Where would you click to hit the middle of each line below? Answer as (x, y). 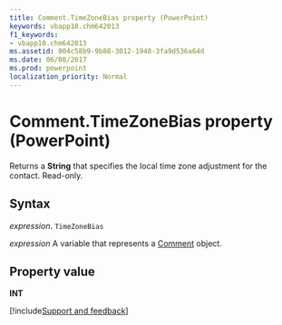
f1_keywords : (34, 34)
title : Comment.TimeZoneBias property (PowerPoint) (109, 18)
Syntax (30, 204)
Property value (52, 271)
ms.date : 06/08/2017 (49, 60)
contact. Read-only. (46, 175)
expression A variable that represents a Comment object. (116, 243)
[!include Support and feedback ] (69, 311)
